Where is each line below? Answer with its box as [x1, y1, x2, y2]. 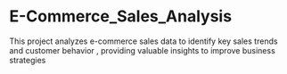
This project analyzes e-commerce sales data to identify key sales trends [9, 36, 278, 46]
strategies [9, 54, 46, 65]
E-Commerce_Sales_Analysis [9, 6, 233, 27]
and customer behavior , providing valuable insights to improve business [9, 45, 276, 55]
